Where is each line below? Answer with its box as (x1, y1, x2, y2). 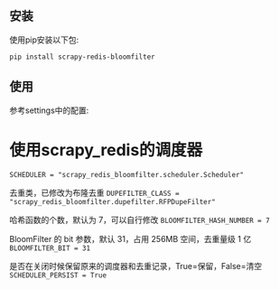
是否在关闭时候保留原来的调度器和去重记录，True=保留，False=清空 (9, 260, 263, 271)
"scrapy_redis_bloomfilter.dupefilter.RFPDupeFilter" (9, 197, 217, 206)
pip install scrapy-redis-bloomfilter (9, 52, 155, 61)
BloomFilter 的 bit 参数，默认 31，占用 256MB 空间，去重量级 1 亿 (9, 233, 252, 244)
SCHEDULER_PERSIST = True (9, 270, 107, 280)
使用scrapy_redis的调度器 (9, 139, 203, 160)
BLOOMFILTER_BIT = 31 (9, 243, 91, 253)
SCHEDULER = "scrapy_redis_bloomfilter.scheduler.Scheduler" (9, 170, 245, 179)
